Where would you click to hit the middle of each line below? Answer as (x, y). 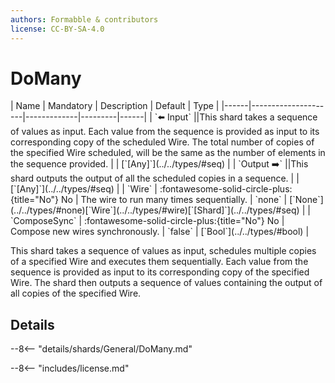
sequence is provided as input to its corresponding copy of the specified (160, 272)
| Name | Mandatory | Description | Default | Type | (115, 106)
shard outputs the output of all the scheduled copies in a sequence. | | (155, 178)
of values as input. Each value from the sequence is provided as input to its (165, 132)
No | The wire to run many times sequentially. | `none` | (174, 200)
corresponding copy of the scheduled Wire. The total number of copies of (162, 142)
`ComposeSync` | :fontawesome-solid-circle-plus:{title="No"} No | (147, 221)
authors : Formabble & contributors (84, 19)
